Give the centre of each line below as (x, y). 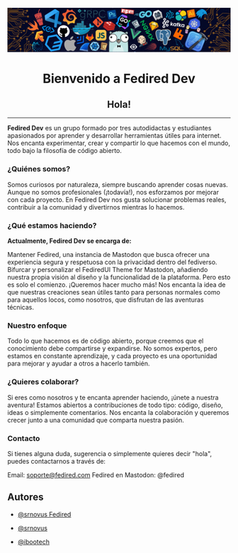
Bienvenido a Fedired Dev (119, 78)
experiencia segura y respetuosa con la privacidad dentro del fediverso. (112, 262)
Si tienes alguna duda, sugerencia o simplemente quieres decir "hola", (110, 453)
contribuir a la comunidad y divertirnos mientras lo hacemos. (96, 207)
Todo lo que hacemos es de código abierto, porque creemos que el (106, 341)
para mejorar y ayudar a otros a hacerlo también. (79, 364)
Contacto (24, 438)
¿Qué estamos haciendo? (52, 225)
